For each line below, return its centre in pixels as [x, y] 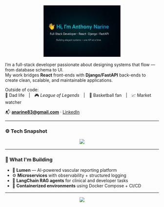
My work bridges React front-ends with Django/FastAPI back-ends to [76, 75]
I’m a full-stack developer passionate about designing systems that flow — [80, 65]
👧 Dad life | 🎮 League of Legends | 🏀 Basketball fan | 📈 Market [78, 95]
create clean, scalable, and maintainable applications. [59, 80]
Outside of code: [22, 90]
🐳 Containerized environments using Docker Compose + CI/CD [77, 186]
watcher [13, 102]
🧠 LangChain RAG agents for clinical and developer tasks [70, 181]
